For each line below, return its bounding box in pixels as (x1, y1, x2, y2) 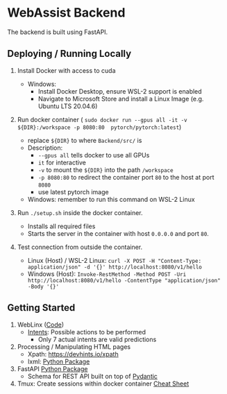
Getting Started (7, 302, 76, 314)
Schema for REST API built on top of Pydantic (27, 372, 158, 380)
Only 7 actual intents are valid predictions (37, 335, 157, 343)
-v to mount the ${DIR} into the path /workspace (37, 165, 174, 174)
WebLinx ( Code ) (17, 320, 65, 329)
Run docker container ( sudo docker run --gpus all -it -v (17, 115, 187, 123)
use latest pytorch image (37, 187, 109, 196)
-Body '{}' (27, 283, 60, 290)
